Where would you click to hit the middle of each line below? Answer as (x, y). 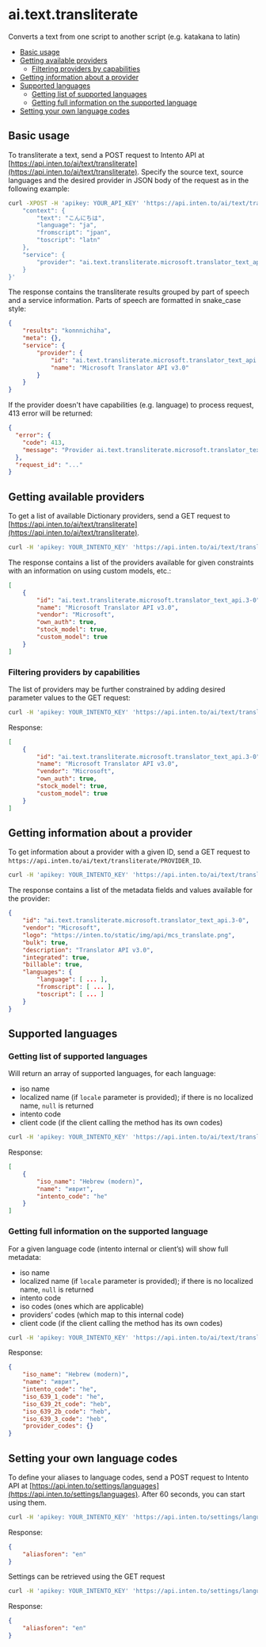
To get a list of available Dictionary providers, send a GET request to (120, 516)
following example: (39, 189)
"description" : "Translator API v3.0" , (88, 950)
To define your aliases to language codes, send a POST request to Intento (129, 1477)
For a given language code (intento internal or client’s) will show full (118, 1249)
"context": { (44, 211)
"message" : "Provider (58, 450)
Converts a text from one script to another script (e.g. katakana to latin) (124, 36)
